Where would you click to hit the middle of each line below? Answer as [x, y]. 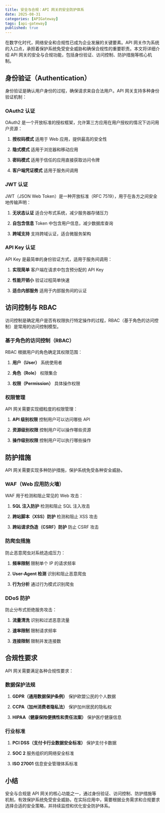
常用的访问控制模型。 [40, 326]
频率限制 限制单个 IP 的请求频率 [44, 563]
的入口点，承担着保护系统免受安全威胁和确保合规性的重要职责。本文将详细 [80, 49]
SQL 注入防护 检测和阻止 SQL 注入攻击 [51, 506]
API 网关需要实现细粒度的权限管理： [41, 409]
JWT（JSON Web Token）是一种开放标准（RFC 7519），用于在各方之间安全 [81, 196]
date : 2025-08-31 [23, 14]
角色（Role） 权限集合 [35, 373]
